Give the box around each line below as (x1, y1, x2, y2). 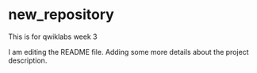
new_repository (8, 6, 115, 24)
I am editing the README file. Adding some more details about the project (8, 47, 249, 56)
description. (8, 56, 48, 65)
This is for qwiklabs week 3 (8, 32, 98, 41)
